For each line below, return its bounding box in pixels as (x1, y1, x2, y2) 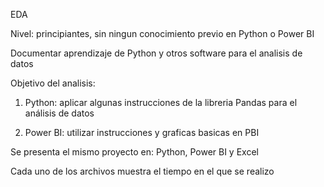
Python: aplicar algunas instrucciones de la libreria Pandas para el (24, 97, 298, 108)
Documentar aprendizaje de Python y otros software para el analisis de (10, 47, 303, 59)
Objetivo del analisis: (10, 77, 96, 89)
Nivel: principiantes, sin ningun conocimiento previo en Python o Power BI (10, 28, 315, 39)
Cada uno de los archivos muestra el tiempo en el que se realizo (10, 165, 275, 177)
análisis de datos (24, 107, 95, 119)
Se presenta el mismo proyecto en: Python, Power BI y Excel (10, 146, 259, 158)
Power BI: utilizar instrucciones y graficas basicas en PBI (24, 127, 260, 138)
